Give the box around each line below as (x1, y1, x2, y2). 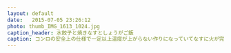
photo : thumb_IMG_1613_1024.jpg (7, 23, 100, 30)
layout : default (7, 10, 54, 17)
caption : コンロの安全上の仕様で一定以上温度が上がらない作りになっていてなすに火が (7, 36, 219, 43)
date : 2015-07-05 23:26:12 (7, 17, 91, 23)
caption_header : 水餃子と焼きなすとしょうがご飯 (7, 29, 134, 36)
